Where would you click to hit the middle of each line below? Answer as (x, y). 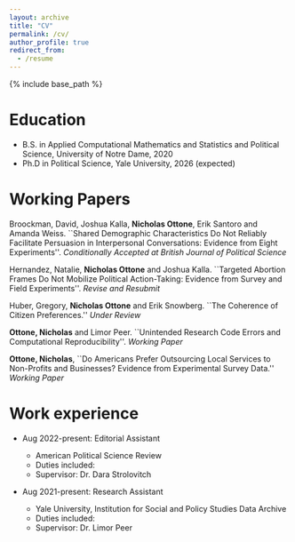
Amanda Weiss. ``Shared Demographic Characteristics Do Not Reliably (138, 233)
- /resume (35, 59)
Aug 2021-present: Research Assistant (92, 491)
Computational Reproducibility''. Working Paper (96, 341)
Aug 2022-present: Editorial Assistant (91, 438)
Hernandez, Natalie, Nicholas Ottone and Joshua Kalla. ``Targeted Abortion (147, 269)
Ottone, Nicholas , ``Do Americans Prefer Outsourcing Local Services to (140, 359)
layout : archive (39, 17)
